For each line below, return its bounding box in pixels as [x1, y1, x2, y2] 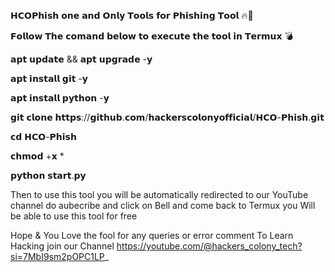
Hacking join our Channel [10, 240, 115, 252]
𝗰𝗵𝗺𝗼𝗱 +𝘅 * [10, 150, 65, 162]
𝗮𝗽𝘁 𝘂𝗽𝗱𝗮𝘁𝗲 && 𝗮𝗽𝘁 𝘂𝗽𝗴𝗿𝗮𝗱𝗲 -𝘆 [10, 53, 153, 65]
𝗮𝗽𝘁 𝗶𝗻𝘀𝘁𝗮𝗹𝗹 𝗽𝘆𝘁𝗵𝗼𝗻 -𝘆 [10, 92, 110, 104]
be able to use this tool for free [10, 210, 138, 222]
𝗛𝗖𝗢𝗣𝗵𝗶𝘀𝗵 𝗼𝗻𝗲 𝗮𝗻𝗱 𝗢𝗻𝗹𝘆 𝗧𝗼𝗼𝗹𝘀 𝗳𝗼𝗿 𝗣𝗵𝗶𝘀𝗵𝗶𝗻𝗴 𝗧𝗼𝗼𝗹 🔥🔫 [10, 10, 254, 21]
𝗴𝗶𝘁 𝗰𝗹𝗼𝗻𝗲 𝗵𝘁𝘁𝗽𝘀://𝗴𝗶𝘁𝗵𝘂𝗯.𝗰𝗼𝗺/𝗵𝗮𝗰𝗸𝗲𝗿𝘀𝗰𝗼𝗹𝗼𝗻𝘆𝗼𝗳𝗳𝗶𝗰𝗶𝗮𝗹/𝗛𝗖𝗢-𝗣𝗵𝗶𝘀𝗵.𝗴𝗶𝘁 [10, 111, 325, 123]
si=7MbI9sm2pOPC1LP [10, 251, 105, 262]
